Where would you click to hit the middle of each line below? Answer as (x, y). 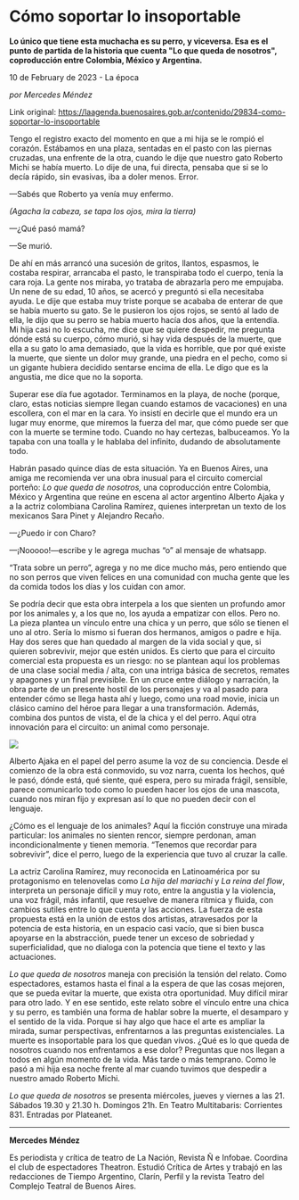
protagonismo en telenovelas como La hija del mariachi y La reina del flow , (147, 881)
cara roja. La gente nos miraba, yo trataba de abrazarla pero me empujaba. (147, 282)
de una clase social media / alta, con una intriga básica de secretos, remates (149, 670)
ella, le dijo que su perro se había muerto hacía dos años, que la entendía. (145, 319)
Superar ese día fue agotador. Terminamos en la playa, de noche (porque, (145, 393)
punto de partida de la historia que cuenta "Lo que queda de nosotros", (143, 50)
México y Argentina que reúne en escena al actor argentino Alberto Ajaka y (147, 496)
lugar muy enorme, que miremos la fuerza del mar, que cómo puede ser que (149, 422)
